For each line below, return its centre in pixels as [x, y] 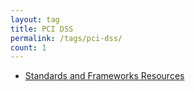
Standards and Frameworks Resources [104, 76]
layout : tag [35, 19]
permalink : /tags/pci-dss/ [66, 38]
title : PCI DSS [42, 29]
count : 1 [28, 47]
